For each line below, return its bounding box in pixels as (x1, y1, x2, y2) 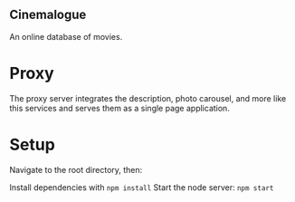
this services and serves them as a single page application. (9, 102, 231, 113)
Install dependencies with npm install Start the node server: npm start (9, 181, 274, 193)
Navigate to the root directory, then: (9, 164, 143, 175)
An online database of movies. (9, 31, 123, 42)
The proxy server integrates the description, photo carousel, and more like (9, 92, 287, 103)
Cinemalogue (9, 7, 87, 23)
